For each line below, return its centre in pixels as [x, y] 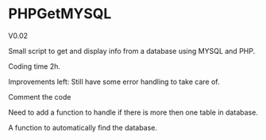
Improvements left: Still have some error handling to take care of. [114, 81]
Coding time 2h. [35, 66]
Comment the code [40, 96]
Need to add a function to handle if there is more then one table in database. [133, 112]
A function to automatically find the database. [83, 127]
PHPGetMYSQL [60, 14]
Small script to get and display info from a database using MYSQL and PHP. [132, 51]
